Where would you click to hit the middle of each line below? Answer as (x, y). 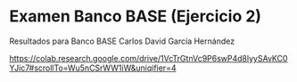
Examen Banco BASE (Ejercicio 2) (135, 16)
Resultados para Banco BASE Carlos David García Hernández (122, 41)
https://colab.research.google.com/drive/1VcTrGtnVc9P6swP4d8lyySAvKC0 (148, 58)
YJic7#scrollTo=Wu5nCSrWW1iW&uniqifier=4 (93, 68)
